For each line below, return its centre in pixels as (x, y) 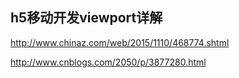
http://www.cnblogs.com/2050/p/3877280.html (108, 62)
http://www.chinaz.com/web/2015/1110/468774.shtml (120, 42)
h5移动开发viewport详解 (86, 18)
